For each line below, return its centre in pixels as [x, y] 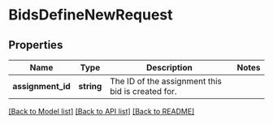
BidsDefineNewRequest [91, 15]
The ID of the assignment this [165, 81]
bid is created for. [143, 91]
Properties [36, 45]
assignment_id [41, 86]
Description [169, 68]
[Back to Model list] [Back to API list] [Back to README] [102, 111]
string [90, 86]
